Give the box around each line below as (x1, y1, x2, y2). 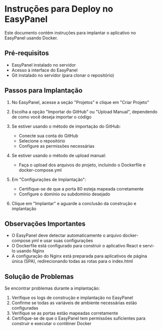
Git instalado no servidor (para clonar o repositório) (11, 72, 114, 78)
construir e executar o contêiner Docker (11, 321, 92, 327)
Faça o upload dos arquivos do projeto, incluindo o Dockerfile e (18, 162, 146, 168)
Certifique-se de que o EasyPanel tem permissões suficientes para (11, 315, 146, 321)
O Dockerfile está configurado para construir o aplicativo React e (11, 243, 142, 249)
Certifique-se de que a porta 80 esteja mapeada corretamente (18, 186, 144, 191)
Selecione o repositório (18, 138, 65, 144)
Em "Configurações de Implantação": (11, 176, 86, 182)
